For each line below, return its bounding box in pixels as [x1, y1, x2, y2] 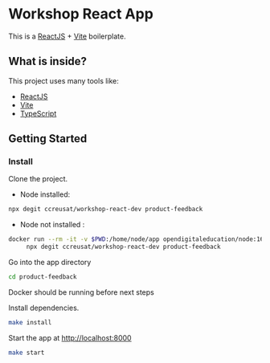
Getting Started [8, 132, 88, 145]
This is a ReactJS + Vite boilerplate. [8, 31, 126, 41]
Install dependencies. [8, 303, 80, 312]
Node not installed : [19, 220, 85, 230]
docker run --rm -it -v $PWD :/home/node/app [8, 235, 160, 243]
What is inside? [8, 55, 87, 68]
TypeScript [19, 108, 57, 118]
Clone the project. [8, 174, 68, 184]
